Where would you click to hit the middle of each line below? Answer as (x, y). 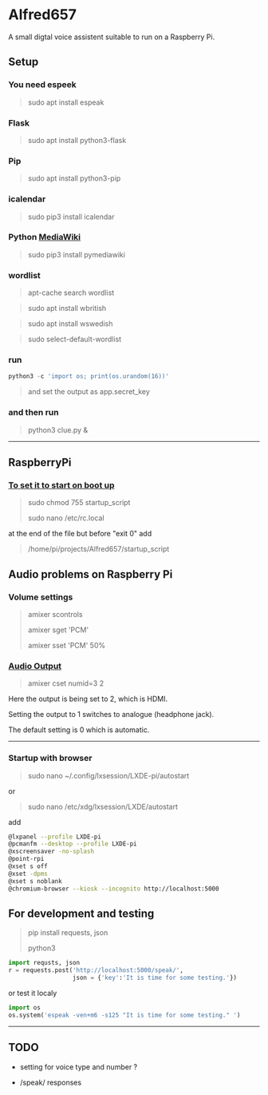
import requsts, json (44, 963)
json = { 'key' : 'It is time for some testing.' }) (155, 978)
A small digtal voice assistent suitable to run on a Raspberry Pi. (112, 37)
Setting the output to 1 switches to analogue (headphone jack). (111, 715)
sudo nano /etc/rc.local (66, 518)
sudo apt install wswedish (70, 324)
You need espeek (43, 85)
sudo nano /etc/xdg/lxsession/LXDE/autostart (102, 806)
